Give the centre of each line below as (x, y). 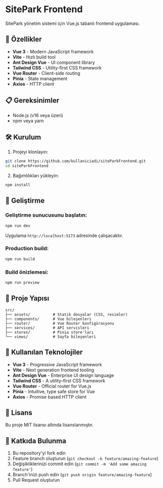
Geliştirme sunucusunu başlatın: (46, 215)
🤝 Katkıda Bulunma (36, 441)
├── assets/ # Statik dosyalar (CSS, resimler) (67, 315)
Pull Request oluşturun (36, 480)
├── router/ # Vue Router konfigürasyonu (60, 323)
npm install (18, 185)
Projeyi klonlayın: (30, 152)
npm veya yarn (28, 121)
